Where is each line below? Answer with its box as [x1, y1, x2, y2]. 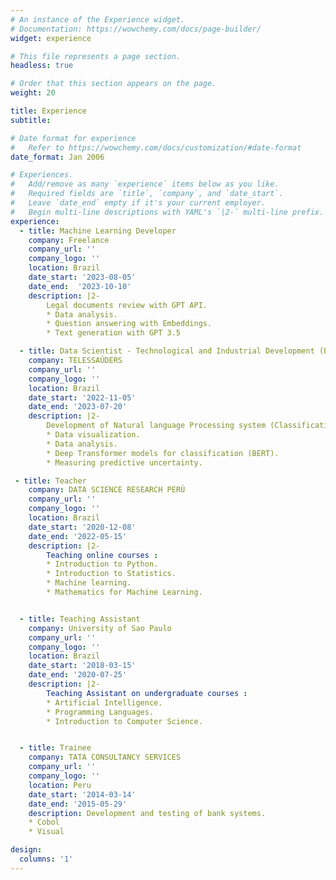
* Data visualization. [46, 430, 141, 440]
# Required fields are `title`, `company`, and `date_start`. [10, 189, 284, 199]
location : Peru [28, 780, 92, 790]
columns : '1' [19, 854, 74, 864]
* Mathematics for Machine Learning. [46, 587, 203, 597]
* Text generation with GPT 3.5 [46, 328, 182, 338]
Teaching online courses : [46, 550, 159, 560]
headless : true [10, 61, 74, 71]
